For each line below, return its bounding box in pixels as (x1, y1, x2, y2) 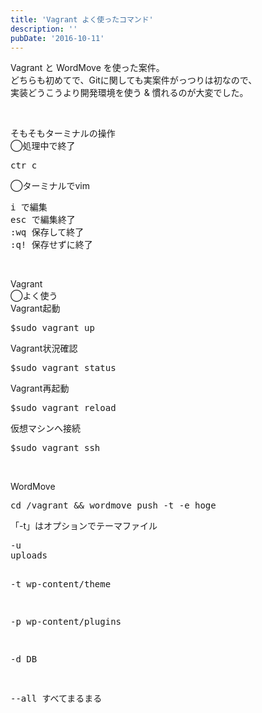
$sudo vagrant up (10, 322, 95, 334)
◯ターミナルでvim (10, 180, 90, 192)
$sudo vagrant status (10, 362, 117, 374)
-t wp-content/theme (10, 579, 112, 590)
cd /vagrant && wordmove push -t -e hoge (10, 500, 217, 511)
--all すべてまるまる (10, 693, 103, 705)
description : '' (10, 24, 78, 34)
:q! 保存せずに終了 (10, 239, 93, 251)
